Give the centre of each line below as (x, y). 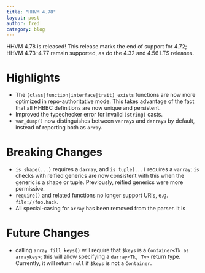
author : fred (23, 23)
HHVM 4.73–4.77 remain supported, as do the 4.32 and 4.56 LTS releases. (100, 53)
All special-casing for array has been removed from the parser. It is (100, 209)
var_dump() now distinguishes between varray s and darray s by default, (105, 121)
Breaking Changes (54, 152)
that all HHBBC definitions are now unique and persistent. (88, 108)
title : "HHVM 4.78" (31, 12)
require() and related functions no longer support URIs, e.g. (92, 195)
